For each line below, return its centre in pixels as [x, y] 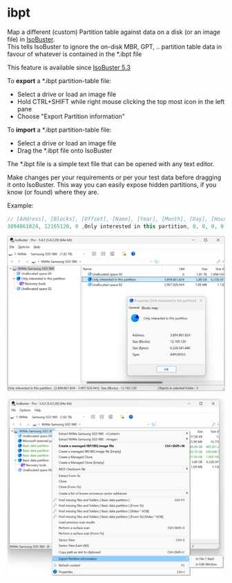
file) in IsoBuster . [31, 39]
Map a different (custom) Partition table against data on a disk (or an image [114, 32]
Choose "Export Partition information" [71, 116]
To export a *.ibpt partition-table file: [59, 80]
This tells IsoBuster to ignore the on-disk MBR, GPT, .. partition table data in [115, 46]
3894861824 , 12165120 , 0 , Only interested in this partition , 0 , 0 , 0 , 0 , [117, 226]
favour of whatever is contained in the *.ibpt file [75, 54]
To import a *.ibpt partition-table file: [59, 129]
